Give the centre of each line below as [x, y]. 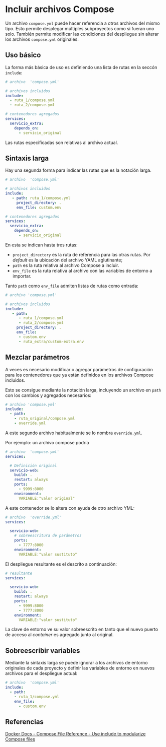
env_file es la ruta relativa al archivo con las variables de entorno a [82, 270]
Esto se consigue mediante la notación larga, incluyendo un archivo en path [83, 390]
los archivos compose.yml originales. [42, 39]
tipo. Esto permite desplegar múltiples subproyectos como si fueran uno [80, 28]
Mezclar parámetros [38, 357]
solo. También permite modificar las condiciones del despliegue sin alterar [82, 34]
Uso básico [23, 55]
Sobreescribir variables [43, 651]
